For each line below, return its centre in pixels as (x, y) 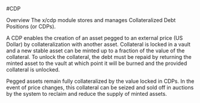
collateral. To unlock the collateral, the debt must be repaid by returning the (99, 57)
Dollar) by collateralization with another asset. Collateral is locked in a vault (99, 44)
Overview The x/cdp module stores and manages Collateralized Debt (91, 20)
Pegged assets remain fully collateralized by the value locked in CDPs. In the (100, 81)
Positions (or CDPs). (31, 26)
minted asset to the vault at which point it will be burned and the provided (97, 63)
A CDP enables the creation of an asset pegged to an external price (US (95, 38)
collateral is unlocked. (33, 70)
